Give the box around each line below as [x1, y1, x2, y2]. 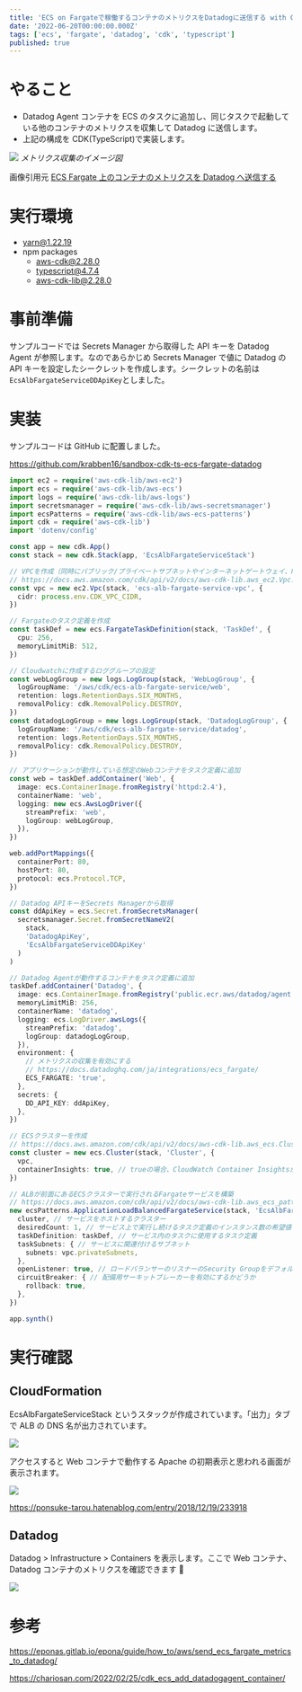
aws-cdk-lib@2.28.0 [35, 275, 112, 286]
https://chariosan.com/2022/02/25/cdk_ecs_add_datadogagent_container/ [9, 1673, 286, 1684]
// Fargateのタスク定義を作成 [9, 616, 111, 625]
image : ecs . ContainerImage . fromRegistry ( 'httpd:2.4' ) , [17, 783, 227, 792]
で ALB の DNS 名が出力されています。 [9, 1420, 152, 1431]
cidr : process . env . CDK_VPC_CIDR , [17, 592, 143, 601]
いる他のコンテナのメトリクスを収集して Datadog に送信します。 [22, 122, 262, 133]
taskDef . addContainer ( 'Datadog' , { [9, 981, 143, 991]
